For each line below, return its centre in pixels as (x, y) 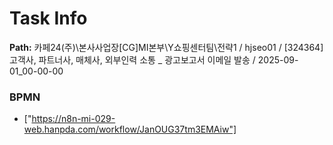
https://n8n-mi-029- (73, 119)
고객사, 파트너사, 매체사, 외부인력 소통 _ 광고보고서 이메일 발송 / (132, 59)
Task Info (48, 18)
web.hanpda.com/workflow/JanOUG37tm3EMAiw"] (130, 129)
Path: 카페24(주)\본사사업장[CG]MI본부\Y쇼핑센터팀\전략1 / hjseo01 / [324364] (166, 47)
